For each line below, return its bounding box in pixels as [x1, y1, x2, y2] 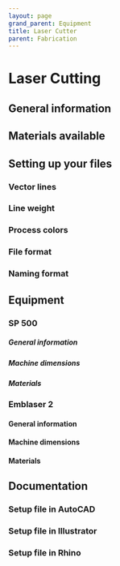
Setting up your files [8, 157, 113, 170]
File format [8, 247, 52, 258]
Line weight [8, 203, 55, 214]
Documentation [8, 479, 89, 493]
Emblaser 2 [8, 399, 54, 410]
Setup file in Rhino [8, 547, 82, 559]
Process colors [8, 225, 68, 236]
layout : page [8, 11, 52, 20]
